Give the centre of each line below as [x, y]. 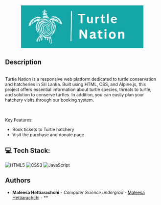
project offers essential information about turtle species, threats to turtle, [78, 89]
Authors [18, 181]
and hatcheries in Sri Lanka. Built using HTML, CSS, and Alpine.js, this [76, 84]
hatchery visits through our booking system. [50, 100]
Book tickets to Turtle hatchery [43, 129]
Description [23, 62]
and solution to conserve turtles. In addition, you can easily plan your [75, 94]
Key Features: [19, 120]
